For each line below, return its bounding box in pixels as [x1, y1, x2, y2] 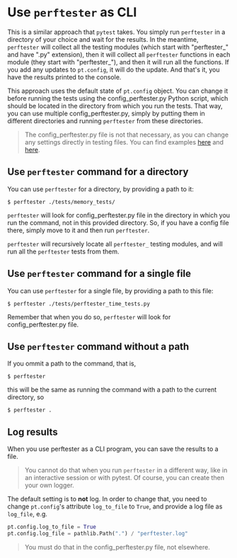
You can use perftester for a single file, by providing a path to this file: [7, 286, 214, 295]
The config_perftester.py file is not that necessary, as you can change [24, 130, 229, 139]
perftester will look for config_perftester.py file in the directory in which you [7, 210, 231, 220]
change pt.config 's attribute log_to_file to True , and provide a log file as [7, 502, 223, 511]
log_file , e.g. [7, 510, 48, 518]
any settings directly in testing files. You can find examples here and [24, 137, 224, 146]
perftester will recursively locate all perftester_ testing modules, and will [7, 239, 223, 248]
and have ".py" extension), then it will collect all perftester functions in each [7, 50, 231, 59]
